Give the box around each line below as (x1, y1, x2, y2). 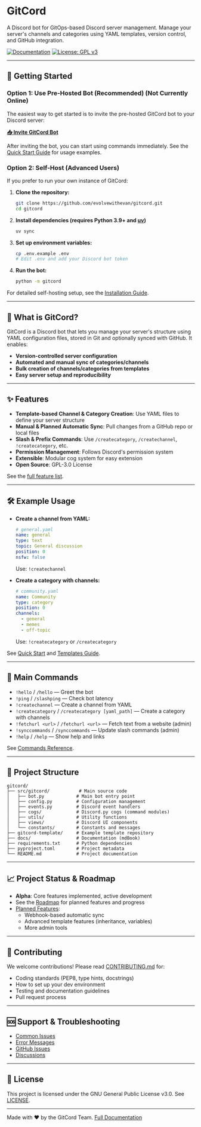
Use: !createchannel (15, 565, 66, 572)
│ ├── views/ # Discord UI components (7, 820, 138, 826)
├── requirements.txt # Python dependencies (7, 841, 133, 847)
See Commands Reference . (7, 744, 75, 751)
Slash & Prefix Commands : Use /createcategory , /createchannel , (15, 435, 178, 443)
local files (15, 429, 39, 436)
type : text (15, 538, 43, 544)
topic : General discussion (15, 543, 83, 549)
